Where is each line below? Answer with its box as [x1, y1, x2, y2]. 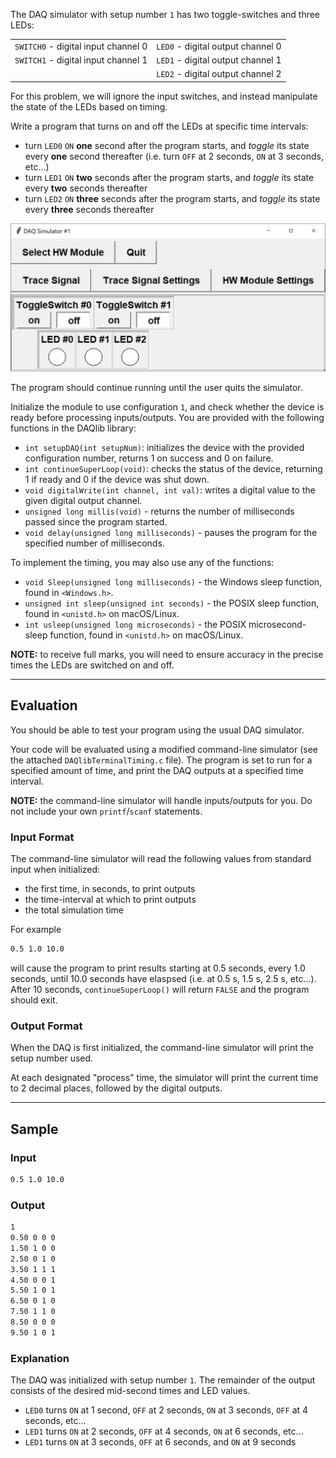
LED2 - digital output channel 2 [156, 68, 282, 80]
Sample [10, 1120, 59, 1138]
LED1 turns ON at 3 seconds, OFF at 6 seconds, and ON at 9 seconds [24, 1436, 297, 1448]
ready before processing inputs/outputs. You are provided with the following [10, 411, 325, 423]
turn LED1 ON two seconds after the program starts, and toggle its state [24, 171, 315, 183]
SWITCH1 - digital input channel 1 [14, 54, 148, 66]
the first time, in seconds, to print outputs [24, 883, 196, 895]
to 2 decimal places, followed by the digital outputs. [10, 1082, 223, 1094]
